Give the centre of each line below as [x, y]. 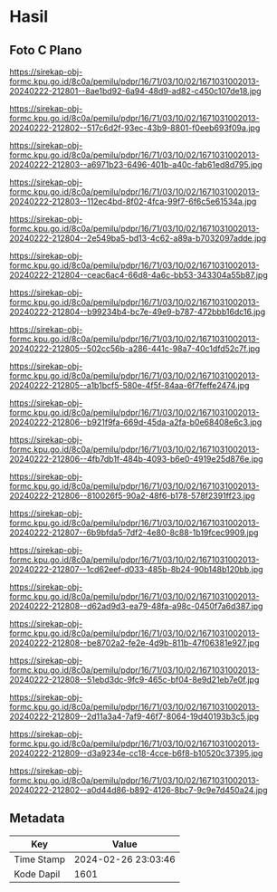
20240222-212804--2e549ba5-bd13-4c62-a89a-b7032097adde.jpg [138, 238]
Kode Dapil [37, 874]
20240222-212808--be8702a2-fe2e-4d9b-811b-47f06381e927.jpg [134, 643]
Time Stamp [40, 859]
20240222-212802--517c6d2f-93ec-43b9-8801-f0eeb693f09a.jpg [135, 128]
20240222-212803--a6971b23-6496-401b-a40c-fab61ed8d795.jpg [136, 164]
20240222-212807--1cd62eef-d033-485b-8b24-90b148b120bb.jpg [137, 569]
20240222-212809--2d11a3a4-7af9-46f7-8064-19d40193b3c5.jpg [134, 716]
